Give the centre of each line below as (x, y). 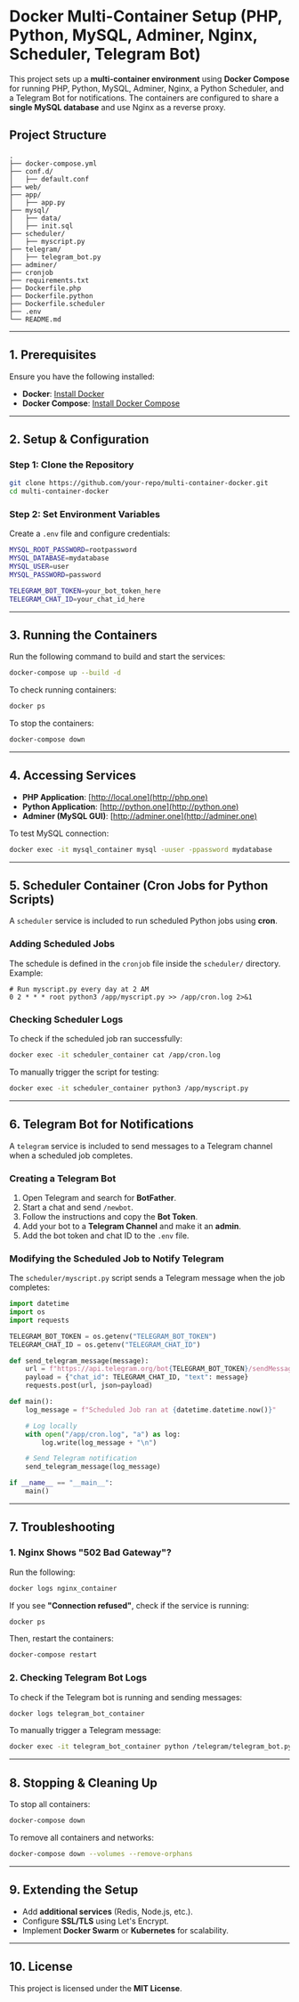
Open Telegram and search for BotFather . (99, 1197)
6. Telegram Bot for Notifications (101, 1125)
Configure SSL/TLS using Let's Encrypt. (95, 1921)
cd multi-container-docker (59, 491)
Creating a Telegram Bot (63, 1179)
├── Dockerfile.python (51, 296)
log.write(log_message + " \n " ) (99, 1443)
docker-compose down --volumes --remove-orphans (101, 1854)
